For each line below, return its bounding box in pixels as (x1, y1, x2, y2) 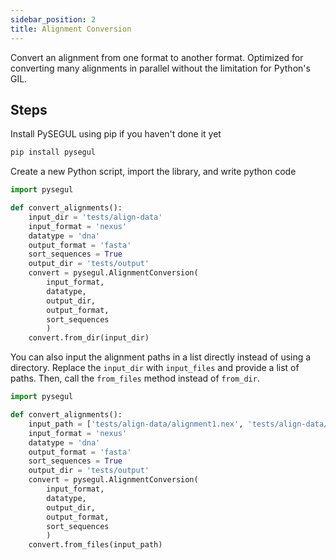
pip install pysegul (10, 147, 97, 158)
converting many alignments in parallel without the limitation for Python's (10, 62, 311, 74)
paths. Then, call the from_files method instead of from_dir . (10, 372, 260, 385)
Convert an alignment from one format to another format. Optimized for (10, 51, 304, 63)
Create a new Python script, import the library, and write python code (10, 166, 297, 178)
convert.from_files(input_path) (28, 540, 163, 550)
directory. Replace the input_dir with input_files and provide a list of (10, 362, 300, 374)
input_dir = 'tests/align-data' (28, 212, 163, 222)
